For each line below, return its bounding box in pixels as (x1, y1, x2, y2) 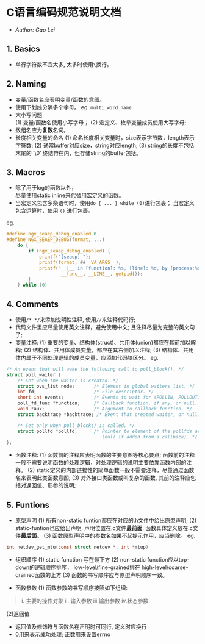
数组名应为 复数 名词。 (15, 126, 69, 134)
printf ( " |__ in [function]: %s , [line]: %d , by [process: (38, 265, 195, 271)
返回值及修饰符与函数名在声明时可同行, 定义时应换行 (15, 623, 147, 630)
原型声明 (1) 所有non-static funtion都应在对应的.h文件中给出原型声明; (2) (15, 517, 197, 524)
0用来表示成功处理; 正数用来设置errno (15, 631, 111, 638)
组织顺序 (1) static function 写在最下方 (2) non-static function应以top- (15, 556, 190, 563)
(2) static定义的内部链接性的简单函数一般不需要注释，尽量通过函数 (27, 467, 195, 474)
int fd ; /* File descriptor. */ (17, 388, 154, 395)
